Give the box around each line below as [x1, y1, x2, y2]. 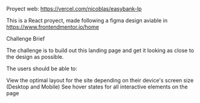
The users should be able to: [6, 65, 77, 72]
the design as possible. [6, 53, 64, 60]
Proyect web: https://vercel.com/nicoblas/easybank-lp [6, 5, 142, 12]
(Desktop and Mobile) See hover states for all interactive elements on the [6, 83, 189, 90]
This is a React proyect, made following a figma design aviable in [6, 17, 168, 24]
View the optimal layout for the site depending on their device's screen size [6, 77, 194, 84]
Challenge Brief [6, 35, 45, 42]
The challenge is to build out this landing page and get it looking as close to [6, 47, 195, 54]
